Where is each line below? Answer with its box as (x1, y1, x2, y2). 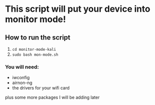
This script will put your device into (5, 3, 151, 15)
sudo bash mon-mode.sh (12, 52, 58, 57)
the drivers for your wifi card (12, 85, 70, 91)
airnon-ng (12, 80, 33, 86)
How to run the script (5, 33, 71, 42)
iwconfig (12, 75, 30, 81)
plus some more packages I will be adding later (5, 94, 100, 101)
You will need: (5, 63, 39, 70)
